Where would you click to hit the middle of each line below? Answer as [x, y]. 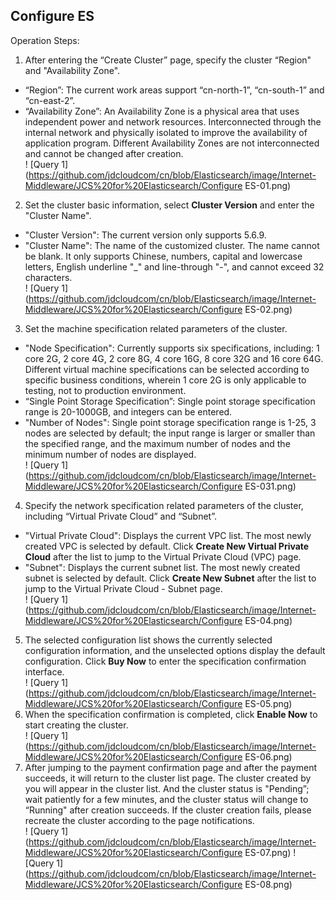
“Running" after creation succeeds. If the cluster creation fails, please [168, 810]
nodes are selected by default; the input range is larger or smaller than [170, 433]
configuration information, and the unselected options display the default [175, 650]
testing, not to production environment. [105, 390]
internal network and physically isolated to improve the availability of [166, 132]
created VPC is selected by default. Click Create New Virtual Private [167, 546]
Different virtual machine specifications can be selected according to [167, 369]
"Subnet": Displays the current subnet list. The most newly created [162, 567]
